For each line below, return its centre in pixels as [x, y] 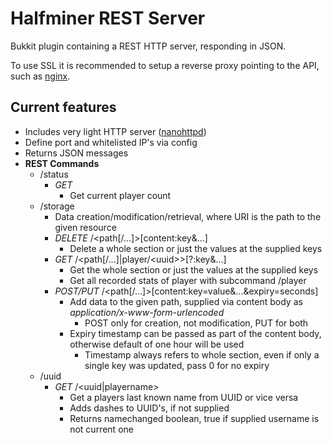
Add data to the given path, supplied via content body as [186, 301]
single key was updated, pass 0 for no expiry [177, 365]
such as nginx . [40, 76]
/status [54, 174]
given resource [85, 227]
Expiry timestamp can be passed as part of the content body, [195, 333]
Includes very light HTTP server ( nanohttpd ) [115, 131]
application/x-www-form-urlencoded [147, 312]
